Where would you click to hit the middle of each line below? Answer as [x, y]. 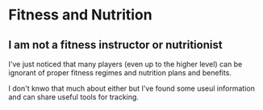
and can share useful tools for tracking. [74, 97]
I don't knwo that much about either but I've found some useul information [132, 88]
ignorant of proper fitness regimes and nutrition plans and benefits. [120, 73]
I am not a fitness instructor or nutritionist [116, 45]
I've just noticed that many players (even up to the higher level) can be [125, 64]
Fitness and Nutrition [80, 15]
